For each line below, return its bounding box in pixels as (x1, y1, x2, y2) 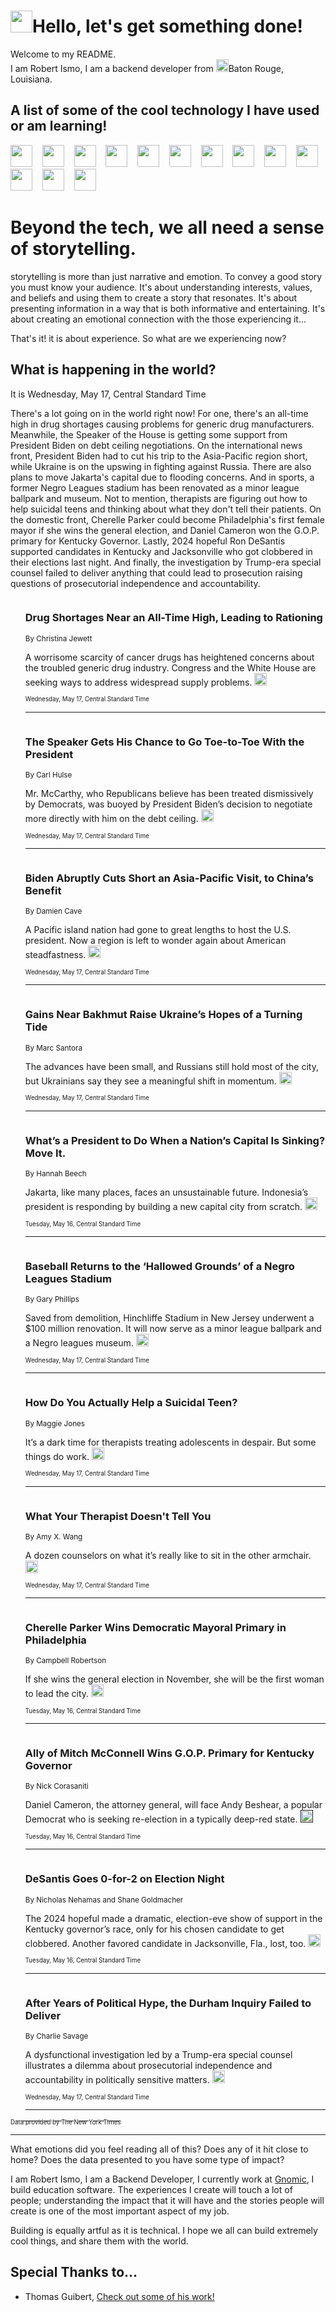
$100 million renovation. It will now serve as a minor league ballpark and (24, 1323, 322, 1335)
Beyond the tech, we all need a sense (10, 216, 325, 239)
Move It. (24, 1146, 67, 1160)
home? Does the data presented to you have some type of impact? (10, 2154, 285, 2166)
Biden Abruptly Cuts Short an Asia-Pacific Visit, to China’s (24, 871, 314, 885)
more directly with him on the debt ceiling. (24, 813, 199, 825)
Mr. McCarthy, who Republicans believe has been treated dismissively (24, 788, 314, 800)
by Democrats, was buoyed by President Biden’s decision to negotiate (24, 798, 313, 810)
